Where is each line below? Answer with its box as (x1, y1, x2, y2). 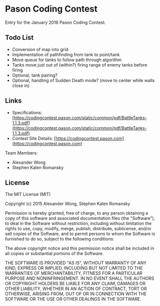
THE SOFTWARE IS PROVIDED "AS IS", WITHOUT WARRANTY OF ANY (5, 260, 147, 266)
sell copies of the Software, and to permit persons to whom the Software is (5, 231, 156, 237)
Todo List (5, 34, 34, 42)
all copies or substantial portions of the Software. (5, 251, 104, 256)
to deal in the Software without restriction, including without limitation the (5, 221, 152, 226)
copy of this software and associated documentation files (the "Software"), (5, 215, 156, 221)
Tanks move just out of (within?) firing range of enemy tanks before (12, 62, 147, 68)
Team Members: (5, 150, 38, 156)
